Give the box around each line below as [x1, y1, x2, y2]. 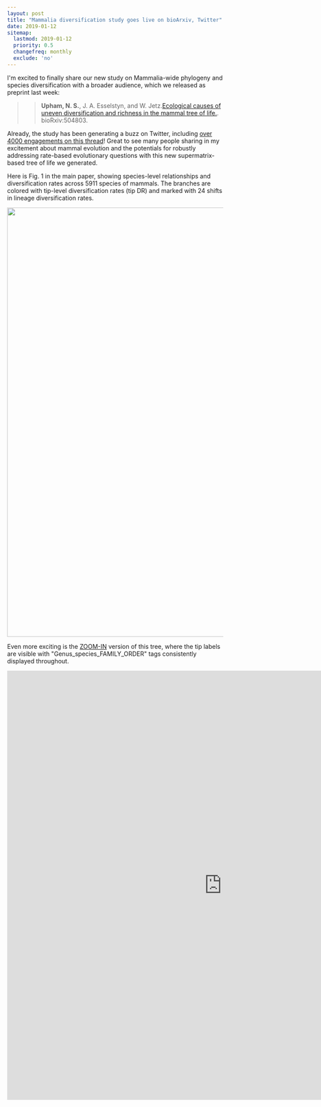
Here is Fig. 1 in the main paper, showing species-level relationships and [7, 172, 211, 180]
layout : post [7, 10, 45, 17]
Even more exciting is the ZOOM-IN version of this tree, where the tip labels [7, 642, 221, 650]
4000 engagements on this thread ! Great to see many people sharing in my [7, 137, 219, 145]
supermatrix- [178, 151, 215, 159]
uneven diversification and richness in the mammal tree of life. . [40, 109, 219, 117]
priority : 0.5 [13, 42, 53, 49]
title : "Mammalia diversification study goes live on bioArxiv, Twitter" [7, 16, 223, 23]
